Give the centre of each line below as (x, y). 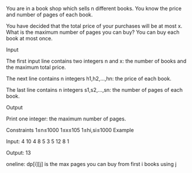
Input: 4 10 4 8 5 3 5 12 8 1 (37, 141)
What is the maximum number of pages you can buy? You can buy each (93, 32)
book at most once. (29, 38)
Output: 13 (18, 153)
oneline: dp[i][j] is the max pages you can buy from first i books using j (91, 164)
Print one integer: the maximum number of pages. (66, 119)
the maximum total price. (36, 67)
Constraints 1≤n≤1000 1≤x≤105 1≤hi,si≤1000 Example (70, 130)
